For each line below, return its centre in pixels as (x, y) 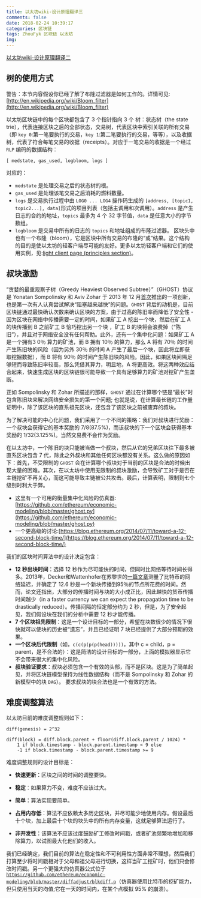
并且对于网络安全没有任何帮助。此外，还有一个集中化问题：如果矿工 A (108, 334)
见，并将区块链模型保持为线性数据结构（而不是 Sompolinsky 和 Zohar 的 (104, 674)
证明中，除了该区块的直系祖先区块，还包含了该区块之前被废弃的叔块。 (93, 407)
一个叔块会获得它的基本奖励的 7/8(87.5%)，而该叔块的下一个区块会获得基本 (99, 427)
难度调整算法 (30, 703)
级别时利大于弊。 (27, 485)
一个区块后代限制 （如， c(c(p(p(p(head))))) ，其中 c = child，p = (95, 644)
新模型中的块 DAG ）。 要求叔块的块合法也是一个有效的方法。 (87, 681)
